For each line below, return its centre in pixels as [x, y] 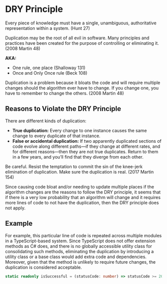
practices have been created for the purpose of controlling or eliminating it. [82, 43]
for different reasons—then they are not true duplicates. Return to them [85, 151]
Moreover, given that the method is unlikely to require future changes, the [81, 262]
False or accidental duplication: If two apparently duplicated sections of [87, 141]
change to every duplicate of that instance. [56, 136]
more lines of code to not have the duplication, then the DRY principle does [82, 202]
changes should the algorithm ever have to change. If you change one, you [82, 88]
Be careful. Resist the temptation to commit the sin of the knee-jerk [74, 166]
